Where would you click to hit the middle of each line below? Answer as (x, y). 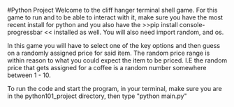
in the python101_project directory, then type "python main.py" (97, 96)
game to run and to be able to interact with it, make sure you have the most (115, 17)
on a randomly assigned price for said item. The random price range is (109, 53)
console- (192, 25)
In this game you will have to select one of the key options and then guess (114, 46)
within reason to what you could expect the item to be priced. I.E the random (117, 60)
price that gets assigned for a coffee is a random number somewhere (107, 68)
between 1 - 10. (29, 75)
